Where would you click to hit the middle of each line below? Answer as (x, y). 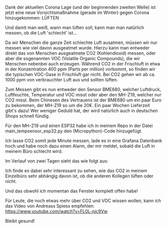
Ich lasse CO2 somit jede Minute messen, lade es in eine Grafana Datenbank (84, 140)
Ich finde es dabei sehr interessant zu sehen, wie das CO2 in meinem (76, 170)
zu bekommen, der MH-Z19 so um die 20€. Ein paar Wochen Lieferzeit (78, 105)
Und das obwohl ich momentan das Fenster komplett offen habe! (72, 191)
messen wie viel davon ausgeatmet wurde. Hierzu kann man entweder (78, 48)
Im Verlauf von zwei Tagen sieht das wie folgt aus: (57, 161)
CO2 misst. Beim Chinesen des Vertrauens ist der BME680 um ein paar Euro (83, 100)
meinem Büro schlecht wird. (34, 151)
